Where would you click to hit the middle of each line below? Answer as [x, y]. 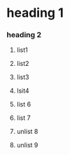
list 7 [23, 118]
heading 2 [24, 35]
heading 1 [35, 13]
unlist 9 [27, 145]
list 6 [24, 105]
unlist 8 [27, 132]
